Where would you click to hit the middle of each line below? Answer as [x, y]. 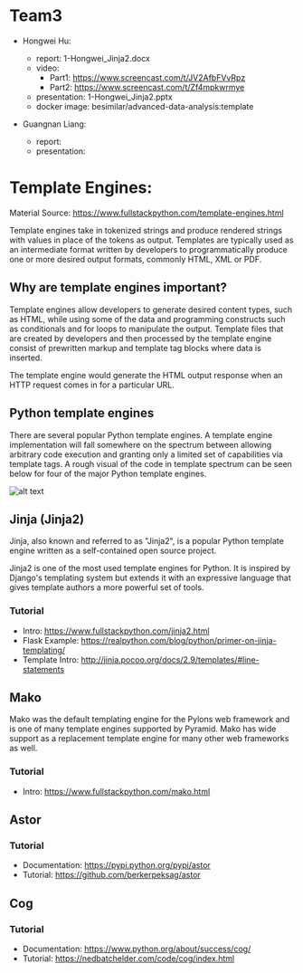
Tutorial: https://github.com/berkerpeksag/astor [111, 875]
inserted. [26, 358]
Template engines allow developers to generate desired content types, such [151, 310]
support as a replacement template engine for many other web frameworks [149, 739]
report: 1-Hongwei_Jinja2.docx [93, 58]
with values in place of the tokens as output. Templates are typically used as [151, 240]
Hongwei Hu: [47, 41]
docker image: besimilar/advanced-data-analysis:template [145, 106]
